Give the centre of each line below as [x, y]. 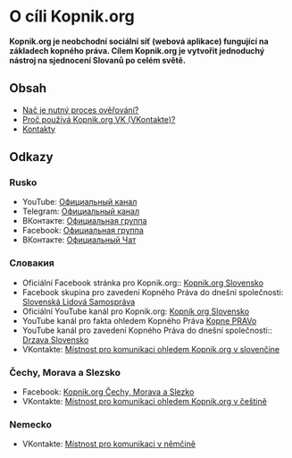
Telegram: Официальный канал [81, 211]
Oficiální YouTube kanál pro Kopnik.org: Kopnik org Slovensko [136, 311]
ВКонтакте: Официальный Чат [79, 240]
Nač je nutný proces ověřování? [80, 110]
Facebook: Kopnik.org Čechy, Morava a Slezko [108, 392]
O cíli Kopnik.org [72, 17]
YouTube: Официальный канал [79, 202]
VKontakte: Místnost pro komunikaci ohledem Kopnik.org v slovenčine [150, 349]
